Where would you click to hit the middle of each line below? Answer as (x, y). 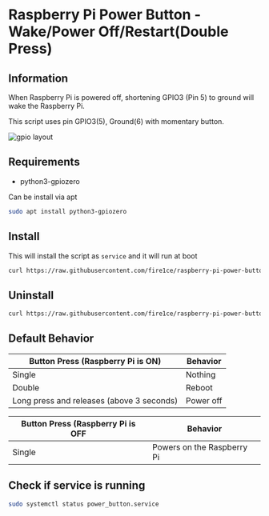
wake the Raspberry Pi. (47, 106)
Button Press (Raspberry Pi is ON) (95, 361)
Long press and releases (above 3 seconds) (95, 400)
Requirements (44, 162)
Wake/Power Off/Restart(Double (118, 32)
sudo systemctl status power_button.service (84, 504)
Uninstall (31, 295)
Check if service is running (77, 486)
